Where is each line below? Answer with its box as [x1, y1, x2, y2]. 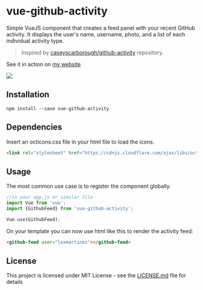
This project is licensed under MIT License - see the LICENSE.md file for [6, 272, 186, 279]
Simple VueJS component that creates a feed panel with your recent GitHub [6, 24, 195, 31]
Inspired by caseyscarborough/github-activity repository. [21, 48, 164, 56]
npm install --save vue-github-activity [6, 105, 110, 111]
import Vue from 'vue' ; [6, 200, 66, 206]
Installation [6, 90, 50, 100]
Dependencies [6, 122, 62, 133]
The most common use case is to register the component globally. [6, 183, 171, 190]
